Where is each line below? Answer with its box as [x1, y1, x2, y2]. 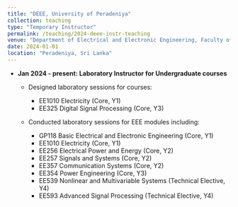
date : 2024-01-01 [7, 43, 59, 50]
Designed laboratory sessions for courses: [28, 83, 152, 91]
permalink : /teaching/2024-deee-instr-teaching [7, 30, 151, 37]
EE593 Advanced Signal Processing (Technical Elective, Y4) [38, 191, 214, 200]
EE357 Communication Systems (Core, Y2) [38, 161, 164, 170]
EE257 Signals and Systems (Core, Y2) [38, 153, 152, 162]
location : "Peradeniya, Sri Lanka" [7, 50, 113, 57]
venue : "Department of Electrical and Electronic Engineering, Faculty [7, 37, 223, 44]
